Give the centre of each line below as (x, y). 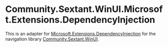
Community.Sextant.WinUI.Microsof (84, 9)
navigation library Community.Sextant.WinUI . (52, 39)
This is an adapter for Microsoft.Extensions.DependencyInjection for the (81, 33)
